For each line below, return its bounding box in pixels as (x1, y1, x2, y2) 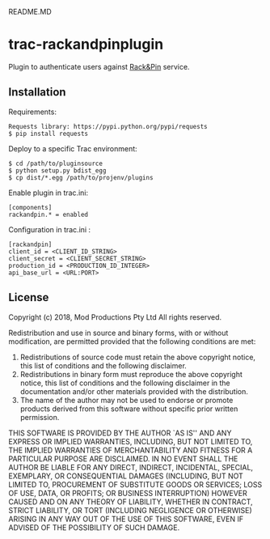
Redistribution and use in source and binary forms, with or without (8, 328, 229, 337)
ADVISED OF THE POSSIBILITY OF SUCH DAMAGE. (8, 522, 180, 533)
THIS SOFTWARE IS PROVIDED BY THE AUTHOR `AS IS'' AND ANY (8, 428, 232, 438)
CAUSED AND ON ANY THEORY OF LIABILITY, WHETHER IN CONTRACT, (8, 497, 253, 507)
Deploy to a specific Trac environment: (8, 143, 137, 153)
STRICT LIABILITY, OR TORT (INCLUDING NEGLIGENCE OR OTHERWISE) (8, 505, 252, 515)
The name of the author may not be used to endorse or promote (19, 395, 234, 405)
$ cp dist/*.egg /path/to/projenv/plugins (8, 173, 154, 181)
